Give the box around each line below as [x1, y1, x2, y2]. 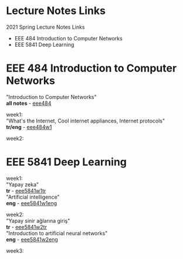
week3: [6, 247, 24, 254]
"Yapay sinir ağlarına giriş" [6, 217, 70, 224]
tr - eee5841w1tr [6, 187, 46, 194]
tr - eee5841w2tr [6, 223, 47, 230]
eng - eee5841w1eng [6, 199, 57, 206]
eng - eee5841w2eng [6, 236, 59, 243]
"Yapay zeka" [6, 180, 39, 188]
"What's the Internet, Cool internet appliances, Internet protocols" [6, 117, 165, 124]
